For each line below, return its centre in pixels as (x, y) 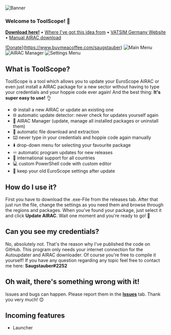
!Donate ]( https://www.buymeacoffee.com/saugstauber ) (64, 47)
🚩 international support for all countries (54, 158)
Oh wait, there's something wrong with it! (72, 282)
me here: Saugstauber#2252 (36, 266)
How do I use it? (31, 187)
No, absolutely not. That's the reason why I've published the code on (78, 244)
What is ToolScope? (38, 69)
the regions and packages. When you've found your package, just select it (83, 210)
